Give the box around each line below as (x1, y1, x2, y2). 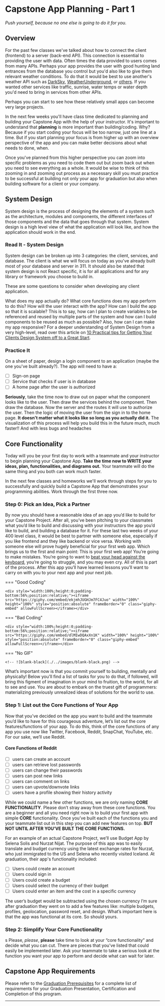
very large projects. (5, 104, 45, 110)
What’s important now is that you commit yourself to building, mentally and (5, 669, 156, 674)
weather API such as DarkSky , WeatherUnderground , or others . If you (5, 78, 146, 84)
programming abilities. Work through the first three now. (5, 488, 119, 494)
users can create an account (12, 756, 70, 762)
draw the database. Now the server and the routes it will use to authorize (5, 405, 153, 410)
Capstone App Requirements (5, 967, 96, 975)
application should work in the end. (5, 229, 76, 235)
